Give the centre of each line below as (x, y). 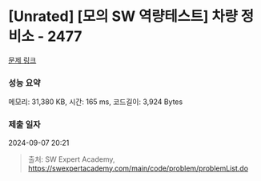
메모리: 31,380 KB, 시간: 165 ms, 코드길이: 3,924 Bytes (96, 102)
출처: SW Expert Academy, (71, 159)
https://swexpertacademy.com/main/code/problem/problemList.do (138, 168)
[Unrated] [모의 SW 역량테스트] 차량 (123, 16)
